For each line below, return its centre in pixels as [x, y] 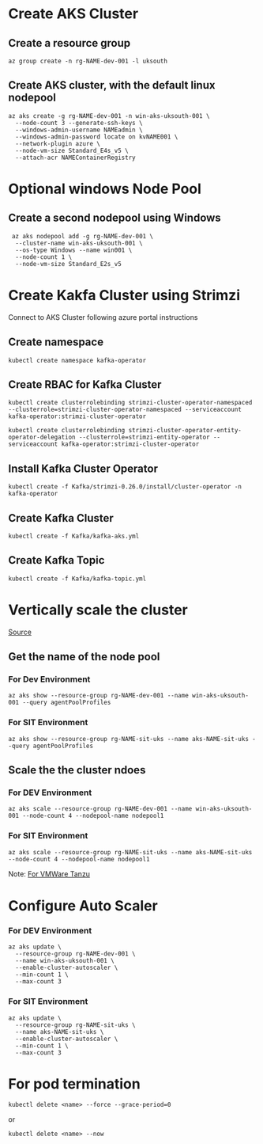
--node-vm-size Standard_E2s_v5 [69, 264]
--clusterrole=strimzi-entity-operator [145, 437]
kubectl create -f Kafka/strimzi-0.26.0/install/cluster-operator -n [125, 487]
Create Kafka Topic [56, 560]
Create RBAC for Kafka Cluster [85, 384]
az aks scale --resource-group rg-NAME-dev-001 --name [100, 809]
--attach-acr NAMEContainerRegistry [75, 158]
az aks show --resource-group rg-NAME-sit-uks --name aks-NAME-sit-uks [128, 739]
